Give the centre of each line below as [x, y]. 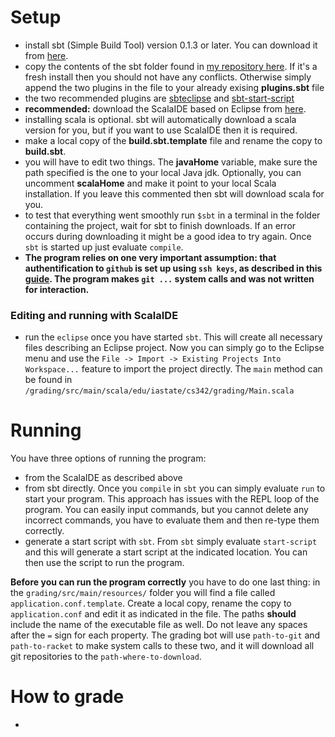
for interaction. [57, 289]
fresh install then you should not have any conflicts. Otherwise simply [168, 77]
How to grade [67, 697]
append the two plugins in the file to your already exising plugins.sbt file [174, 87]
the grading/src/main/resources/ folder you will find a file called [143, 593]
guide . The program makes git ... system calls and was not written [169, 278]
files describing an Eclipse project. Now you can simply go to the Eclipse [174, 348]
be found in [48, 380]
